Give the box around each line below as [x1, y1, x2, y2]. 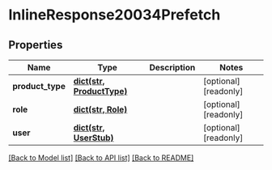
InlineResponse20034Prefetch [8, 6, 221, 24]
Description [149, 62, 196, 73]
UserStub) [73, 132, 114, 143]
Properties [8, 38, 63, 52]
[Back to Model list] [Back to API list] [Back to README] [8, 153, 194, 163]
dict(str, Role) [73, 104, 128, 115]
